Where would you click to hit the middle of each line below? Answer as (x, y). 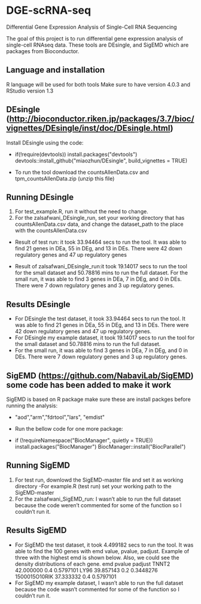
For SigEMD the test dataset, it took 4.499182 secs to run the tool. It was (104, 545)
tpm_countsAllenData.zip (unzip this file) (65, 178)
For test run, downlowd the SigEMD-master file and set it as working (99, 480)
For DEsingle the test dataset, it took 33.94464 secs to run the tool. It (100, 319)
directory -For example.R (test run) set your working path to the (93, 486)
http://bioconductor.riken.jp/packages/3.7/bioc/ (102, 119)
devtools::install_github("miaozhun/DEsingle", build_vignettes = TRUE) (101, 160)
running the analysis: (32, 406)
